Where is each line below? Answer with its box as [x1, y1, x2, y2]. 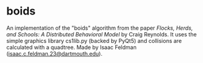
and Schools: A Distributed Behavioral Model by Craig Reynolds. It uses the [6, 30, 197, 38]
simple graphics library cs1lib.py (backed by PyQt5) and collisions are [6, 37, 182, 44]
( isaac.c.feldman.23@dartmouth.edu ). [6, 50, 103, 57]
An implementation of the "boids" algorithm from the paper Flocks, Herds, [6, 24, 193, 31]
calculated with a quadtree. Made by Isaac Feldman [6, 44, 137, 51]
